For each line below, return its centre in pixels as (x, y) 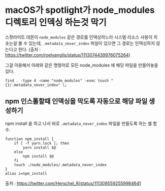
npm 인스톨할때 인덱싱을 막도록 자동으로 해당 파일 (76, 101)
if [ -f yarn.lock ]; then (42, 143)
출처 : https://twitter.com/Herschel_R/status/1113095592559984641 (73, 183)
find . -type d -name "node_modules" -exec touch (57, 80)
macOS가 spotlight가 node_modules (80, 10)
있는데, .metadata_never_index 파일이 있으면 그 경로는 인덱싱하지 (92, 43)
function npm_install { (30, 139)
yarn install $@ (39, 148)
